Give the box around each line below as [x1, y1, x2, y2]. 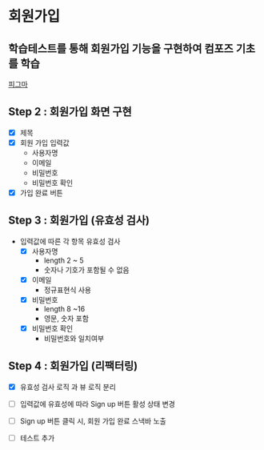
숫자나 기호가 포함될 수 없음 [43, 265, 130, 275]
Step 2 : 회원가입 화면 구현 [8, 105, 132, 119]
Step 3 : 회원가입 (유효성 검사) [8, 214, 150, 227]
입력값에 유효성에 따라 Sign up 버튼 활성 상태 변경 [19, 399, 176, 408]
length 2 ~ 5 [43, 255, 84, 265]
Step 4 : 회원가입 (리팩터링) [8, 360, 138, 373]
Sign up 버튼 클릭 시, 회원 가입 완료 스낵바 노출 [19, 416, 166, 425]
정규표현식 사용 [43, 285, 92, 295]
